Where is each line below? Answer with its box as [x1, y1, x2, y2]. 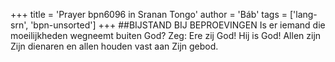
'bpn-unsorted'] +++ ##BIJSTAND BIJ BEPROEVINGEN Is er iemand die [30, 19, 326, 31]
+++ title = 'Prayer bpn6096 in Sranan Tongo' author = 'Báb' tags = [10, 9, 288, 20]
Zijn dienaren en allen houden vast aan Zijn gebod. [10, 40, 219, 52]
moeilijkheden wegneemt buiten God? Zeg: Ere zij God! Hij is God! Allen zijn [10, 30, 322, 41]
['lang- [289, 9, 318, 20]
